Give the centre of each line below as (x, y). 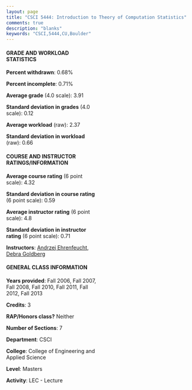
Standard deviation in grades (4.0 (48, 107)
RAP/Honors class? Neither (40, 316)
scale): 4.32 (21, 182)
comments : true (25, 23)
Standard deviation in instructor (46, 229)
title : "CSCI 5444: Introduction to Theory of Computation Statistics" (96, 17)
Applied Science (26, 357)
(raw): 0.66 (20, 143)
